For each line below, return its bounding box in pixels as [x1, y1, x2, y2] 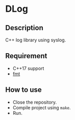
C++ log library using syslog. [5, 37, 66, 43]
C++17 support [12, 65, 44, 71]
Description [5, 23, 43, 32]
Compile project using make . [12, 104, 71, 110]
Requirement [5, 52, 47, 60]
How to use [5, 85, 42, 94]
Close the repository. [12, 99, 57, 105]
